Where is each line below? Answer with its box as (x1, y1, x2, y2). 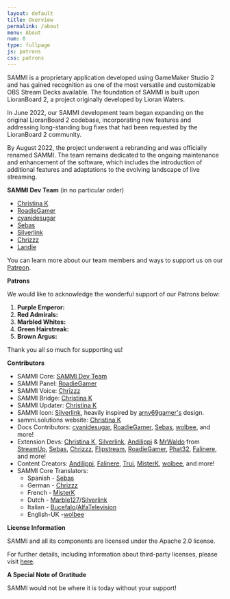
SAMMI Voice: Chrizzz (16, 386, 81, 394)
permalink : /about (7, 23, 60, 29)
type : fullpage (7, 42, 51, 49)
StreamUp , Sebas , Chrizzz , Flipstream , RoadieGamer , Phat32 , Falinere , (16, 444, 217, 453)
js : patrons (7, 49, 41, 55)
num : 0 (7, 36, 26, 42)
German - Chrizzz (27, 481, 78, 489)
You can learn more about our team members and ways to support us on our (7, 256, 223, 264)
